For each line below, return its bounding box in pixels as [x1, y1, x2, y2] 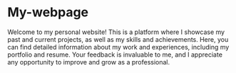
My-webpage [7, 4, 89, 21]
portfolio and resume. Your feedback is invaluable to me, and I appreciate [7, 50, 223, 59]
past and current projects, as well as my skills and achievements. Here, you [7, 35, 229, 43]
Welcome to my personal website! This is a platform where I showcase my [7, 28, 225, 36]
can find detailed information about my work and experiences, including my [7, 43, 230, 51]
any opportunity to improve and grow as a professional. [7, 57, 170, 66]
